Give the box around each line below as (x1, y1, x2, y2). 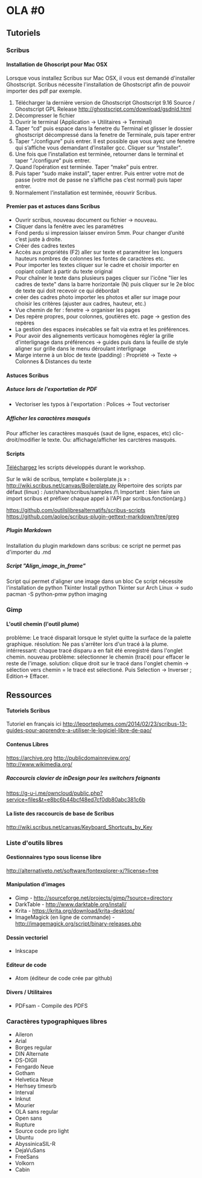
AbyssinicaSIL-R (14, 1140, 56, 1147)
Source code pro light (14, 1127, 69, 1134)
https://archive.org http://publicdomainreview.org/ (6, 754, 131, 762)
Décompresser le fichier (14, 111, 75, 119)
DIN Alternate (14, 1050, 49, 1057)
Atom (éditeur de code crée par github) (14, 975, 113, 982)
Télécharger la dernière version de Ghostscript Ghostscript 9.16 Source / (14, 99, 195, 106)
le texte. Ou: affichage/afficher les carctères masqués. (41, 436, 177, 444)
